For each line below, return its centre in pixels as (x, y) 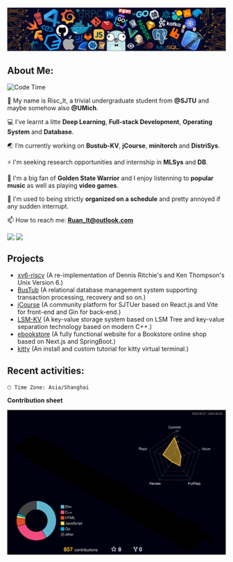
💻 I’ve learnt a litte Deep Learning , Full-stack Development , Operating (110, 122)
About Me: (31, 70)
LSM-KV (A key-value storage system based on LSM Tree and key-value (121, 319)
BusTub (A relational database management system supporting (107, 290)
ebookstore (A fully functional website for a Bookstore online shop (112, 334)
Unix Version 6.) (40, 283)
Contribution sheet (35, 401)
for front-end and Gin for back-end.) (69, 312)
